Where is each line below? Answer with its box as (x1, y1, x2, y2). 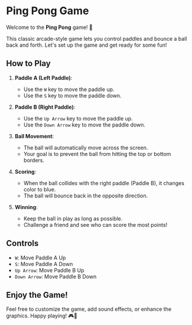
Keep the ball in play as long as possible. (23, 214, 123, 222)
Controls (6, 238, 39, 249)
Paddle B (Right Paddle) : (14, 103, 76, 110)
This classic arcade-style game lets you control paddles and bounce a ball (6, 35, 187, 42)
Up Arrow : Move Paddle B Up (14, 266, 84, 274)
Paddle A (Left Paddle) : (14, 74, 73, 81)
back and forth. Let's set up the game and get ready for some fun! (6, 41, 167, 48)
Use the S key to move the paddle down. (23, 92, 122, 99)
